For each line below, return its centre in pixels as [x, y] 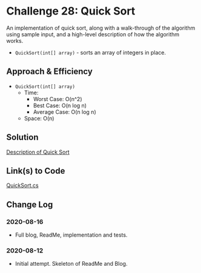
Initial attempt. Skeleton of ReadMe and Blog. [71, 264]
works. [15, 41]
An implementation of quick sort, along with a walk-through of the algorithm [101, 28]
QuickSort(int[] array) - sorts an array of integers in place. [91, 52]
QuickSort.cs [22, 185]
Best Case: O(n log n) [60, 105]
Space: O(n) [39, 118]
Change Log [30, 204]
